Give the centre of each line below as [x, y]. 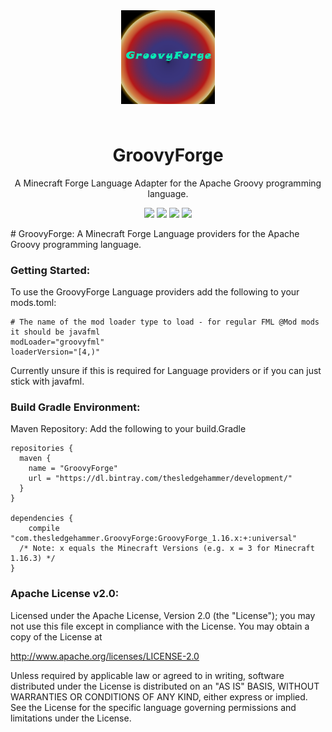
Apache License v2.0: [65, 594]
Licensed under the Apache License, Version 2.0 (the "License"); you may [163, 615]
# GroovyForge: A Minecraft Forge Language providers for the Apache [155, 233]
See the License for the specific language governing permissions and [153, 707]
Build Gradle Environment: [75, 407]
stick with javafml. [47, 381]
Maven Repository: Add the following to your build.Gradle [128, 429]
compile [44, 529]
